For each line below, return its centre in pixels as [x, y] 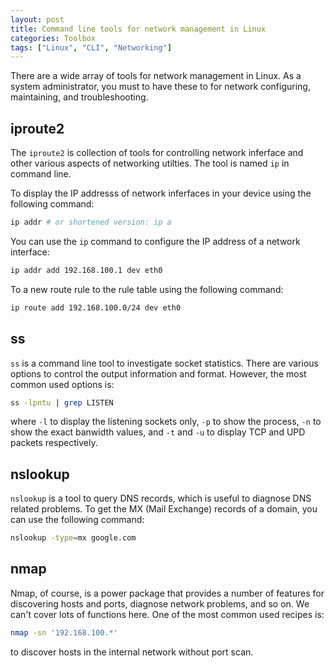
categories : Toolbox [53, 38]
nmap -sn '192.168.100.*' [64, 632]
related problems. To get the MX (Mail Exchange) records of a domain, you [164, 509]
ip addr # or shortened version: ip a [91, 222]
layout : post [37, 19]
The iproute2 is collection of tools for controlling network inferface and [157, 153]
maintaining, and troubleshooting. [79, 97]
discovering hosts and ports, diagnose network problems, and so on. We [160, 603]
